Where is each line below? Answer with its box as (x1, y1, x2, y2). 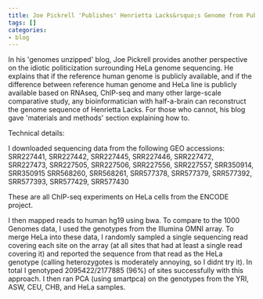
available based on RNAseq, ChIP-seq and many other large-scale (8, 88, 222, 98)
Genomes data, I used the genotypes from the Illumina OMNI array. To (8, 224, 234, 234)
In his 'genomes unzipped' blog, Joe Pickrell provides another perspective (8, 55, 248, 64)
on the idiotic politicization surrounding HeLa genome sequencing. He (8, 64, 234, 73)
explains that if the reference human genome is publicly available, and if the (8, 71, 252, 81)
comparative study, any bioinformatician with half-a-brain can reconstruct (8, 97, 247, 106)
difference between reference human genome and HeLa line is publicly (8, 80, 237, 89)
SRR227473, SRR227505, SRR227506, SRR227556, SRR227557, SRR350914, (8, 160, 254, 170)
